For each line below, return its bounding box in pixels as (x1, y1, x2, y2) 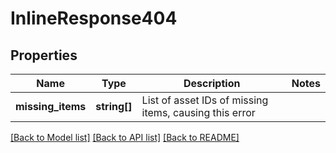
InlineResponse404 (10, 7, 178, 30)
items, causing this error (141, 106, 256, 119)
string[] (95, 100, 133, 113)
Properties (10, 47, 78, 64)
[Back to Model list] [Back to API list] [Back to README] (10, 132, 240, 143)
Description (183, 77, 241, 90)
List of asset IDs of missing (141, 93, 269, 107)
